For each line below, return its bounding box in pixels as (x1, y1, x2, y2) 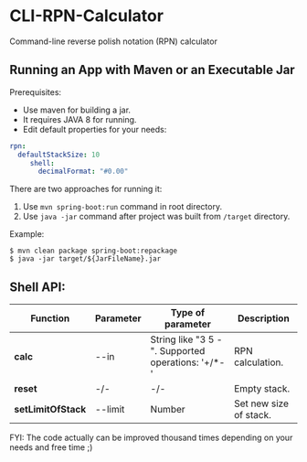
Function (30, 312, 70, 325)
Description (237, 312, 290, 325)
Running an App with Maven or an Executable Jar (9, 62, 295, 78)
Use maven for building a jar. (22, 104, 131, 115)
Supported (159, 345, 206, 358)
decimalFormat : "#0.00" (37, 167, 129, 177)
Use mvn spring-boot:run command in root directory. (22, 201, 222, 212)
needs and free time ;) (9, 442, 93, 453)
